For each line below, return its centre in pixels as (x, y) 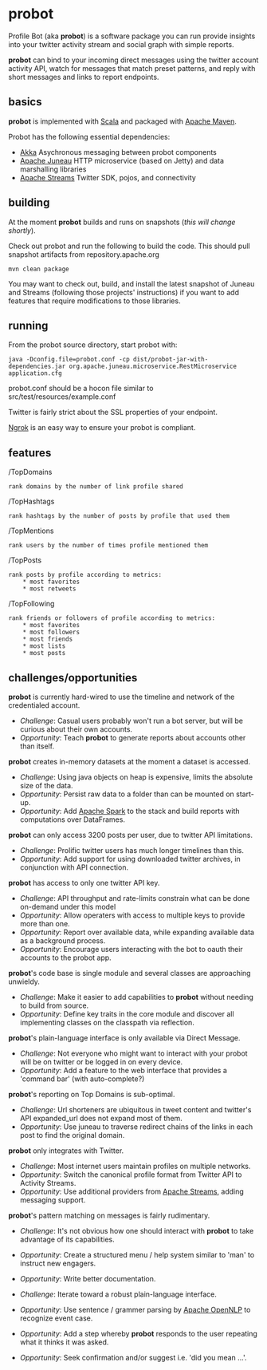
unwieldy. (24, 981)
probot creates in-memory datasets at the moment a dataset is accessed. (130, 762)
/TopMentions (31, 531)
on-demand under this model (68, 907)
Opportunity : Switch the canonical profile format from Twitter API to (131, 1175)
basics (25, 102)
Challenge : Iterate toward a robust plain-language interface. (118, 1294)
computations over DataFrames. (73, 819)
